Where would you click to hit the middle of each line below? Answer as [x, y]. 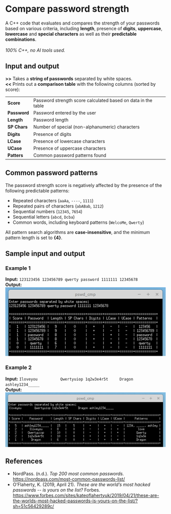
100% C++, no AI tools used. [35, 50]
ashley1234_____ [22, 384]
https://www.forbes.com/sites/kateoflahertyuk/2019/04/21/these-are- [86, 495]
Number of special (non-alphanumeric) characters [87, 127]
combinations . [21, 39]
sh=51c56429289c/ [33, 506]
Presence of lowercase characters [69, 141]
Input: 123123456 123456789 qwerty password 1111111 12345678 [72, 279]
